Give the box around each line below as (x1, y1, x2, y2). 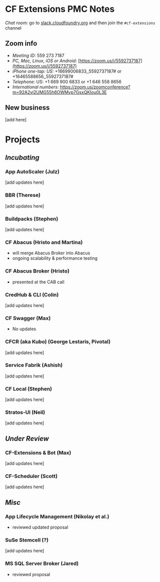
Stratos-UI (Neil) (5, 409, 45, 416)
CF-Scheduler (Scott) (5, 473, 58, 480)
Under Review (5, 434, 49, 443)
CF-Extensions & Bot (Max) (5, 449, 72, 456)
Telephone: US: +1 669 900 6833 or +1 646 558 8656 (12, 78, 122, 84)
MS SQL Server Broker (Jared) (5, 560, 79, 567)
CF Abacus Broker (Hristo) (5, 268, 70, 274)
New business (5, 104, 50, 112)
